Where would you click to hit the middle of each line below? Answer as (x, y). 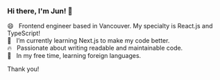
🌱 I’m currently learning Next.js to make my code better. (88, 41)
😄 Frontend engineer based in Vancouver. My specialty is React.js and (110, 26)
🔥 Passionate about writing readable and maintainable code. (95, 48)
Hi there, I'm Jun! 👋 (40, 11)
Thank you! (23, 69)
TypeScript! (24, 33)
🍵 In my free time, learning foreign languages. (74, 56)
